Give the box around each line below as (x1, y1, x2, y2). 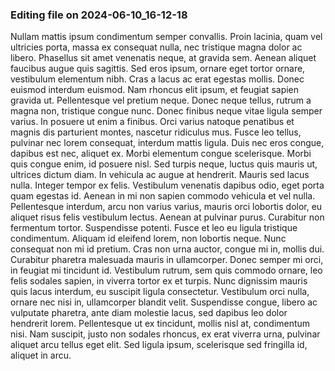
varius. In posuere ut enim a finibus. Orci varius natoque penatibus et (10, 116, 295, 128)
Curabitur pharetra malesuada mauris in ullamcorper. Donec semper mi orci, (10, 254, 324, 266)
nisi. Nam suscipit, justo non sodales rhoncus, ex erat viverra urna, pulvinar (10, 328, 321, 340)
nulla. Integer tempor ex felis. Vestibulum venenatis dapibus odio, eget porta (10, 179, 325, 192)
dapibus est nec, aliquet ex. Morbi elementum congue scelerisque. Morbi (10, 148, 312, 160)
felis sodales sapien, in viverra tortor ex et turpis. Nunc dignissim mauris (10, 275, 308, 287)
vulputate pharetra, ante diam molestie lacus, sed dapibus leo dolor (10, 307, 288, 319)
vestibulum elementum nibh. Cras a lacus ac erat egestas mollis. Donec (10, 73, 305, 85)
